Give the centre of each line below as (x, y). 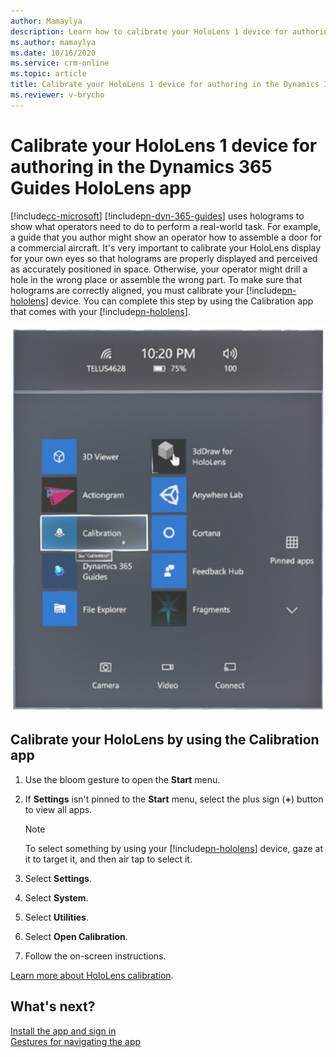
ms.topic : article (48, 74)
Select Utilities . (56, 917)
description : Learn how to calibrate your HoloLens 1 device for (149, 31)
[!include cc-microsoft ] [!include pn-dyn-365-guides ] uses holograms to (157, 216)
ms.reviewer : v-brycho (57, 95)
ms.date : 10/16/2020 (53, 53)
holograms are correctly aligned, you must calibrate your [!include (146, 290)
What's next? (53, 1006)
